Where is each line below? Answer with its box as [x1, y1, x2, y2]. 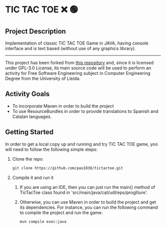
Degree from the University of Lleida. [5, 75, 81, 81]
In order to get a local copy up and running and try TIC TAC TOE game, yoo [5, 141, 158, 147]
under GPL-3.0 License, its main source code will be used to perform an [5, 65, 152, 71]
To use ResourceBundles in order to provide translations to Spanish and [12, 108, 159, 114]
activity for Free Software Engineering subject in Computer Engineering [5, 70, 151, 76]
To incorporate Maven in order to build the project [12, 103, 114, 109]
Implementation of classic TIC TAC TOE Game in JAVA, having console [5, 40, 149, 46]
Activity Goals [5, 90, 50, 98]
